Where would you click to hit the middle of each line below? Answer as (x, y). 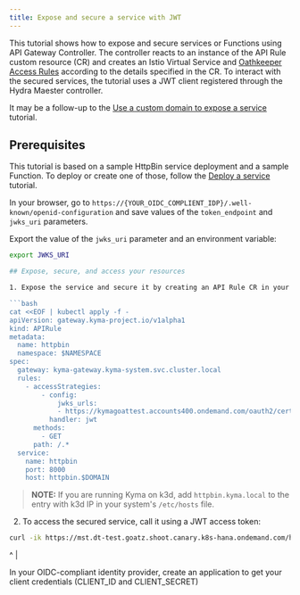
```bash (24, 304)
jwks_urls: (77, 403)
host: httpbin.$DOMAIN (67, 478)
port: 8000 (46, 469)
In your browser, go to (50, 202)
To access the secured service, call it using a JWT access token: (142, 522)
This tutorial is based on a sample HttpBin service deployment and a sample (149, 167)
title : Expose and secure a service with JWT (95, 17)
